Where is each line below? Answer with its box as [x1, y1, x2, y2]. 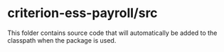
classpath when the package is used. [7, 36, 117, 44]
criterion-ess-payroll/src [7, 5, 158, 21]
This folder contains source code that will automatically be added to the [7, 28, 218, 37]
